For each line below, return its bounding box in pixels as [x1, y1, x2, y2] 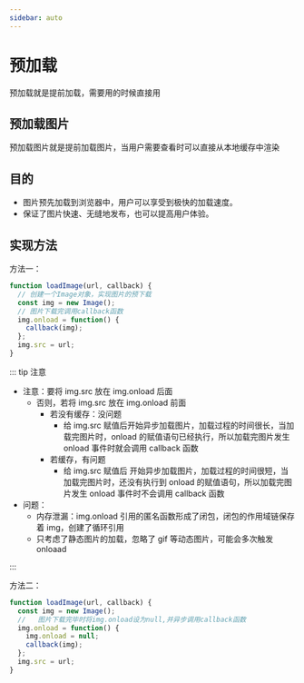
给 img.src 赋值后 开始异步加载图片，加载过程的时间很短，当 [63, 465, 289, 476]
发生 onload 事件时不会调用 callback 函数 [71, 488, 225, 499]
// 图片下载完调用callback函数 [17, 306, 124, 316]
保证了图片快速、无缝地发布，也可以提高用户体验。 [22, 208, 214, 219]
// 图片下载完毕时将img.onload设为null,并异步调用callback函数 [17, 615, 247, 624]
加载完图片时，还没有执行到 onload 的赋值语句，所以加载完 [63, 476, 285, 487]
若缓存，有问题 [49, 453, 106, 464]
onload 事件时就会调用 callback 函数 [63, 442, 200, 453]
